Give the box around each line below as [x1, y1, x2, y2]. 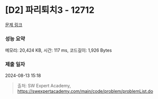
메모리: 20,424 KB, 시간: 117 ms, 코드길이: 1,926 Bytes [5, 47, 112, 53]
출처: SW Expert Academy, [17, 82, 71, 89]
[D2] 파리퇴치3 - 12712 [5, 4, 95, 16]
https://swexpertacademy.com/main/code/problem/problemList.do [17, 88, 154, 94]
